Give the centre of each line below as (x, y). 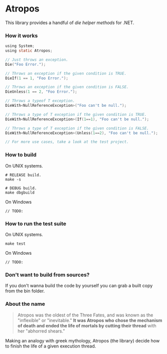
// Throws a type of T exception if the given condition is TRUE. (76, 114)
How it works (22, 36)
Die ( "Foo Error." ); (26, 64)
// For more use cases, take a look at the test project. (67, 142)
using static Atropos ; (29, 51)
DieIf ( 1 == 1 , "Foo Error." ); (37, 78)
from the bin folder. (25, 291)
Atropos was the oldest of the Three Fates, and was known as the (85, 315)
